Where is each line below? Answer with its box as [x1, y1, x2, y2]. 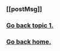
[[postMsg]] [6, 5, 43, 13]
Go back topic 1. [6, 21, 54, 29]
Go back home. [6, 37, 52, 46]
